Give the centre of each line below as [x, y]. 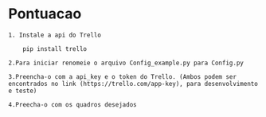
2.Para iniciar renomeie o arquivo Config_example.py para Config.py [126, 63]
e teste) [23, 91]
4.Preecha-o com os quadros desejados [72, 104]
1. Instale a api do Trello [55, 35]
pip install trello [55, 49]
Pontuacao [45, 14]
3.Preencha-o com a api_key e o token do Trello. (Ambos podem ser [123, 76]
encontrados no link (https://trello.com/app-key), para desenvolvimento [133, 84]
